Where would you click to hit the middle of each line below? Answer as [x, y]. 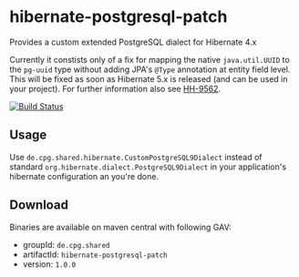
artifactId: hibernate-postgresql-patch [95, 254]
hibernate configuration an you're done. [84, 176]
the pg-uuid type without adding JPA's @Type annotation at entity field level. [150, 69]
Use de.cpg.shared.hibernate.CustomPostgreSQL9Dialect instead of [136, 157]
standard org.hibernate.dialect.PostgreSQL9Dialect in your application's [148, 167]
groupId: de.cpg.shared [67, 244]
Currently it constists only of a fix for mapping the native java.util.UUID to [149, 59]
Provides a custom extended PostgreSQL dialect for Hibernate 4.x [133, 42]
